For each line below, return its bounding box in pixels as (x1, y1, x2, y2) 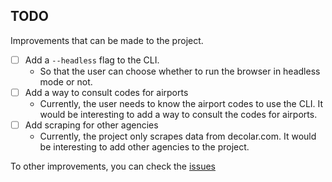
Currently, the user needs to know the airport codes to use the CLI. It (39, 97, 324, 109)
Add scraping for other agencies (24, 119, 159, 131)
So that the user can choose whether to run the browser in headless (39, 65, 321, 77)
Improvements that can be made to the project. (10, 34, 204, 46)
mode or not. (39, 75, 93, 88)
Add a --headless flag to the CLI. (24, 54, 160, 66)
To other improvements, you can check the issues (10, 160, 216, 172)
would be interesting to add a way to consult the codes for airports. (39, 108, 318, 120)
